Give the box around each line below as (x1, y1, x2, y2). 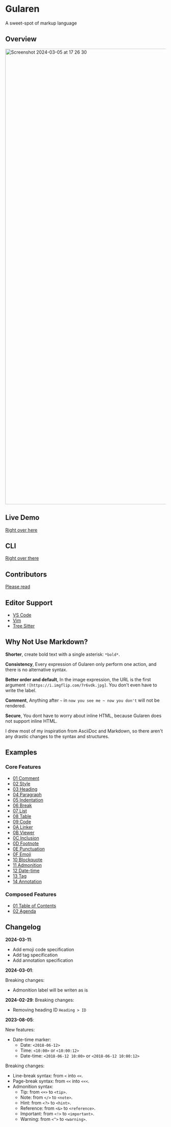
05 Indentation (12, 797, 44, 803)
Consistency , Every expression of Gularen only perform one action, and (5, 661, 157, 667)
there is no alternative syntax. (5, 666, 68, 673)
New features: (5, 1026, 35, 1032)
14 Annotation (12, 878, 42, 884)
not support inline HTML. (5, 718, 58, 724)
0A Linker (12, 824, 33, 830)
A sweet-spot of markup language (5, 20, 77, 26)
